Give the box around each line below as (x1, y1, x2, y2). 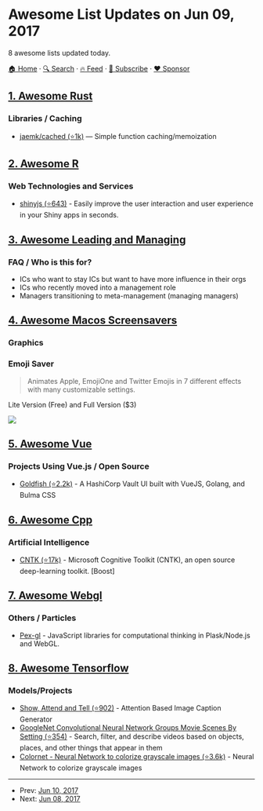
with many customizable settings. (27, 385, 135, 394)
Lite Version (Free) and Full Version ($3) (8, 400, 137, 409)
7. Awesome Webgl (8, 589, 103, 602)
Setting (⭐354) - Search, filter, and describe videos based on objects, (19, 732, 244, 741)
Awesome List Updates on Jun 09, (8, 5, 235, 24)
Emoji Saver (8, 359, 55, 370)
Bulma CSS (19, 491, 56, 500)
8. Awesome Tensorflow (8, 662, 129, 675)
